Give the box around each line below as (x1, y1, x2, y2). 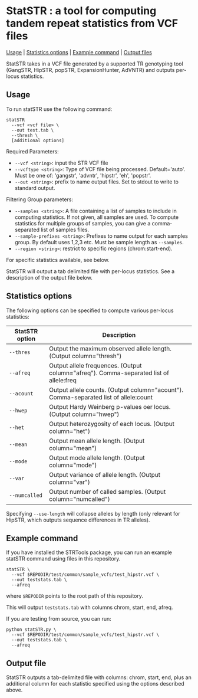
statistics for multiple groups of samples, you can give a (14, 219, 151, 227)
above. (6, 686, 23, 694)
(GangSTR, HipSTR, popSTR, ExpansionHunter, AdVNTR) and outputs (6, 66, 175, 73)
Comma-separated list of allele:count (49, 393, 153, 401)
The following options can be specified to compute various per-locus (6, 307, 174, 314)
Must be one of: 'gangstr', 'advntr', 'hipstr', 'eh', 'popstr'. (14, 172, 151, 179)
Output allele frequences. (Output (49, 361, 143, 369)
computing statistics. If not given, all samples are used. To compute (14, 214, 179, 221)
